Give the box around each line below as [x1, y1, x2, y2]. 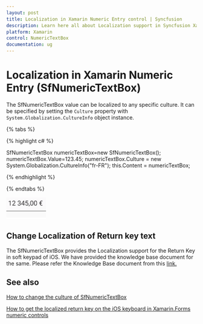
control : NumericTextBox [6, 35, 69, 42]
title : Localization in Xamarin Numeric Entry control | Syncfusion [6, 16, 182, 22]
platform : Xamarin [6, 29, 53, 35]
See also [6, 278, 39, 288]
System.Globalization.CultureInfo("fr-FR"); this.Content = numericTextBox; [6, 162, 190, 169]
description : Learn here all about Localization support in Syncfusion [6, 22, 190, 28]
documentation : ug [6, 42, 53, 48]
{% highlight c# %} [6, 137, 54, 144]
